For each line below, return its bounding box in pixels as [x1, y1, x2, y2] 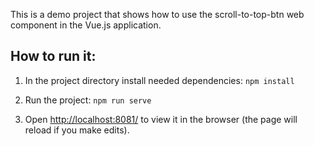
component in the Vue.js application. [10, 19, 162, 31]
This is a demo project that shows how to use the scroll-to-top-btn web [10, 9, 305, 20]
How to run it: [10, 48, 97, 65]
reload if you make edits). [24, 124, 130, 136]
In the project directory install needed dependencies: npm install [24, 74, 295, 86]
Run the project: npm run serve [24, 94, 152, 106]
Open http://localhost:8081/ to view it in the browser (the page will [24, 113, 298, 125]
